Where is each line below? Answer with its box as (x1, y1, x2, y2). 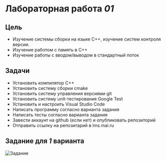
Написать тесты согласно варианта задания (12, 111, 108, 117)
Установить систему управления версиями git (12, 90, 112, 96)
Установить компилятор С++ (12, 79, 74, 85)
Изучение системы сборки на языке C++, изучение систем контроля (12, 36, 161, 42)
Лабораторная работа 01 (5, 3, 114, 14)
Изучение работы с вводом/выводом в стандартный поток (12, 52, 139, 58)
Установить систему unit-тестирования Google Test (12, 95, 123, 101)
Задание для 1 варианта (5, 137, 84, 145)
